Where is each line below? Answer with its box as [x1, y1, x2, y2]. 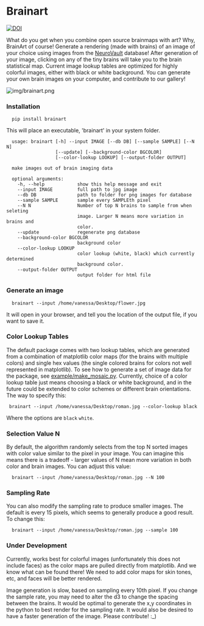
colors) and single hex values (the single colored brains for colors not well [6, 359, 192, 367]
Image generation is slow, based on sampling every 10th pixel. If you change [6, 586, 198, 594]
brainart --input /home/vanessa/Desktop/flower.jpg [12, 300, 146, 306]
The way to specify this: [6, 392, 67, 399]
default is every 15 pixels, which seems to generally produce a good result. [6, 509, 194, 516]
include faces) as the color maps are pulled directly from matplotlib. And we [6, 561, 197, 569]
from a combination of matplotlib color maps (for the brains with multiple [6, 353, 188, 360]
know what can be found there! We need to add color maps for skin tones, [6, 568, 193, 575]
